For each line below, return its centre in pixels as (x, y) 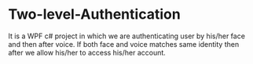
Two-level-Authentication (94, 14)
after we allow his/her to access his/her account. (87, 52)
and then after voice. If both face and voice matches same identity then (124, 44)
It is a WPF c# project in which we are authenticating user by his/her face (127, 36)
